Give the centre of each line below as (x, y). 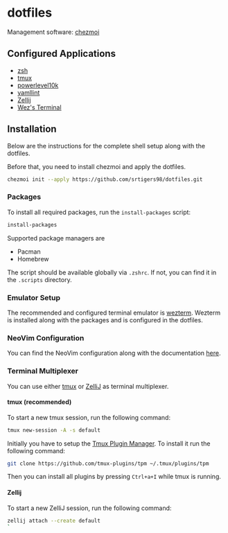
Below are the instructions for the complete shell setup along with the (106, 146)
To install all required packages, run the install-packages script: (99, 212)
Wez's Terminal (39, 107)
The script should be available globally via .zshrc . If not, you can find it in (112, 272)
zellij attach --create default (54, 521)
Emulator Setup (34, 297)
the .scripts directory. (40, 279)
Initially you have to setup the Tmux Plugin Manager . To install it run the (109, 443)
